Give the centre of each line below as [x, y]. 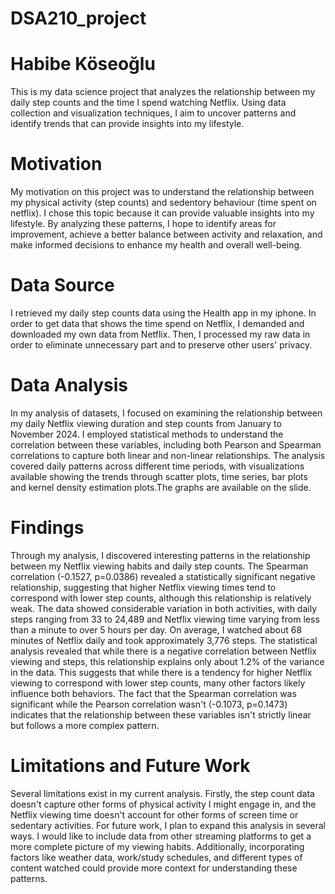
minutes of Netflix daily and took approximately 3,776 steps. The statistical [164, 640]
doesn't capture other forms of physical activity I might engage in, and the [163, 804]
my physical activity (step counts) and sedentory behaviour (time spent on [163, 203]
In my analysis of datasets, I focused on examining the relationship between [166, 413]
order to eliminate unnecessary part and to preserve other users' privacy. [161, 345]
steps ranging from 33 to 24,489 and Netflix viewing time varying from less [165, 619]
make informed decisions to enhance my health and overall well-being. [156, 245]
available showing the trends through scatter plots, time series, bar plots [159, 476]
